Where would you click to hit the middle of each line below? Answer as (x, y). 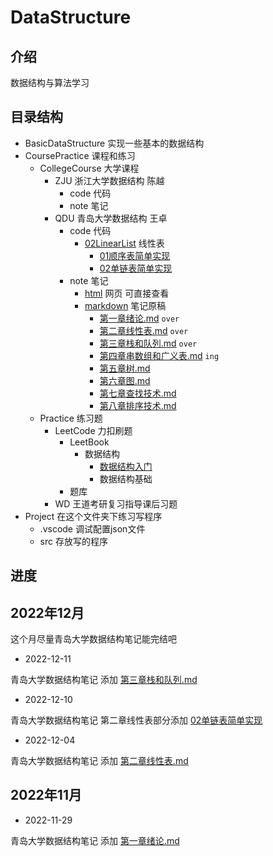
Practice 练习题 (71, 418)
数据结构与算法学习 (50, 82)
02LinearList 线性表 (124, 243)
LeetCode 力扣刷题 (93, 430)
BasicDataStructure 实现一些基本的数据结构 (114, 143)
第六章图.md (125, 380)
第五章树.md (125, 368)
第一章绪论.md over (139, 318)
